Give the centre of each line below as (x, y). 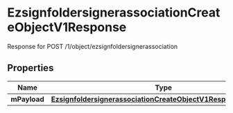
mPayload (28, 99)
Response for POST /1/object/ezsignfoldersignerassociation (93, 46)
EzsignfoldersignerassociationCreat (114, 13)
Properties (31, 68)
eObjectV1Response (67, 27)
